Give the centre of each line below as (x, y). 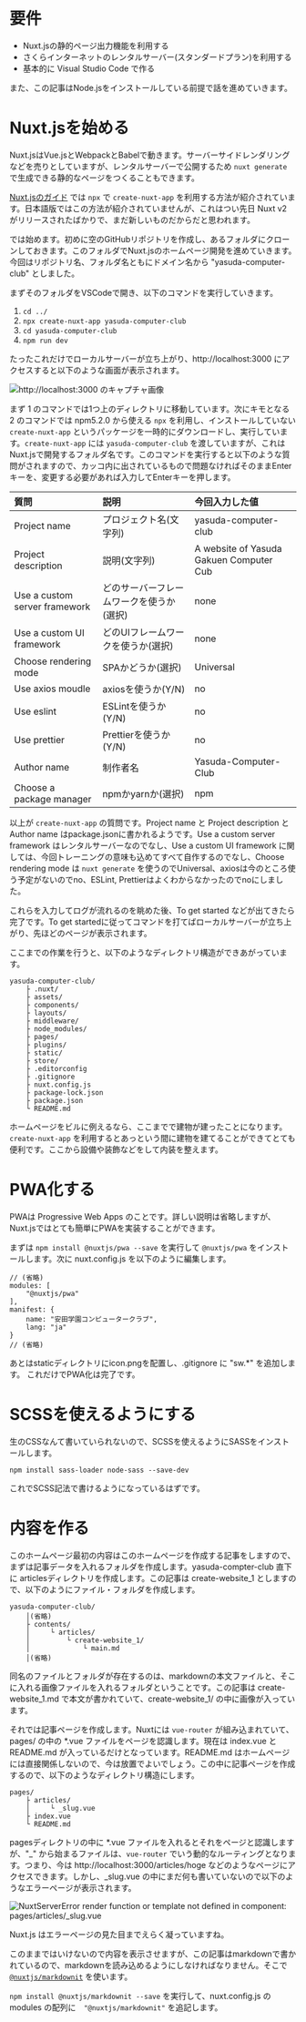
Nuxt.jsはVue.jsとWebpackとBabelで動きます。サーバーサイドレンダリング (150, 155)
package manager (53, 799)
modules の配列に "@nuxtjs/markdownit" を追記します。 (116, 2007)
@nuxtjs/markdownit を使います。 (71, 1976)
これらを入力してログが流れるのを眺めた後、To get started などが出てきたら (153, 910)
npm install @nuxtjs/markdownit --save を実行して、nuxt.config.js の (140, 1996)
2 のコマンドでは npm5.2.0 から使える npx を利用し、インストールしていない (153, 420)
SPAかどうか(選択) (142, 668)
